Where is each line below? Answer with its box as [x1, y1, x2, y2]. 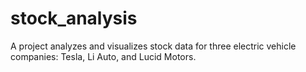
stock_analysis [10, 7, 138, 30]
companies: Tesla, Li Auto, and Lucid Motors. [10, 50, 197, 62]
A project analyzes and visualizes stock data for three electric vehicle [10, 40, 297, 52]
